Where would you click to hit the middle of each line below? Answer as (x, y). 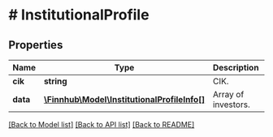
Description (236, 68)
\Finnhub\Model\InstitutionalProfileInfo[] (124, 99)
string (55, 81)
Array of (228, 94)
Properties (36, 45)
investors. (231, 105)
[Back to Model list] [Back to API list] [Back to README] (102, 124)
